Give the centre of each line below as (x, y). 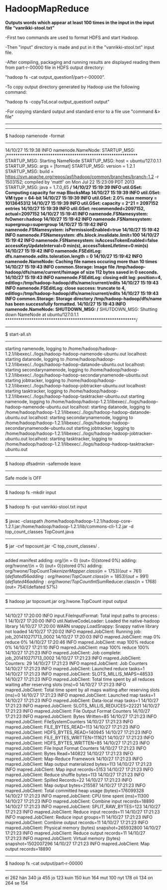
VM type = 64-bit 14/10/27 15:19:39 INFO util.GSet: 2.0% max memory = (81, 198)
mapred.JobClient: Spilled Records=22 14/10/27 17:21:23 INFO (69, 780)
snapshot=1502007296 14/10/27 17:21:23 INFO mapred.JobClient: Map (78, 844)
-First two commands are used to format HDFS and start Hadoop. (72, 37)
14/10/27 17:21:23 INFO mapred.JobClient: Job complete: (63, 652)
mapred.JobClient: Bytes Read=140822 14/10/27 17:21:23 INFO (69, 753)
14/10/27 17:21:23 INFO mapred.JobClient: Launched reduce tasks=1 (75, 668)
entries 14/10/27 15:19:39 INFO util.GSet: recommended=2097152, (75, 208)
